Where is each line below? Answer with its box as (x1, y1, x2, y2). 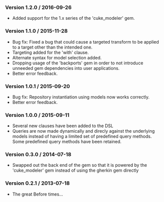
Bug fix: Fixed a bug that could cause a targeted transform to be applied (12, 39, 159, 45)
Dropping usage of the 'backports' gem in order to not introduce (12, 60, 143, 66)
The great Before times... (12, 191, 63, 197)
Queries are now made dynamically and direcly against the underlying (12, 128, 155, 134)
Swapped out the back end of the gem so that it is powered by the (12, 162, 147, 168)
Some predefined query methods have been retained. (12, 139, 122, 145)
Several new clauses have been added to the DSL (12, 123, 114, 129)
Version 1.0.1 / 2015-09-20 (5, 83, 70, 90)
